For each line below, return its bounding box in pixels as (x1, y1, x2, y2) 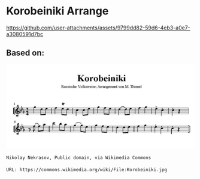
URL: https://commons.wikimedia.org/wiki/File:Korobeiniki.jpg (6, 167, 168, 173)
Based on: (6, 48, 45, 58)
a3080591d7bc (6, 30, 44, 37)
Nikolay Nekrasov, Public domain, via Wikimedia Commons (6, 155, 151, 161)
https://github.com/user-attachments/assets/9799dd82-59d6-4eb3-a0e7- (6, 24, 190, 31)
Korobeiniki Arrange (6, 4, 109, 18)
